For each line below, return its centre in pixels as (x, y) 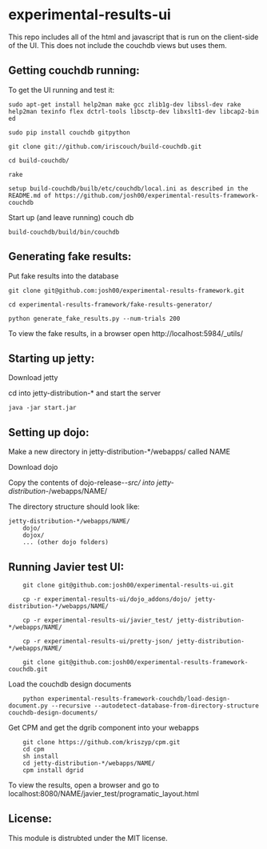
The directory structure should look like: (74, 507)
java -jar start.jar (43, 408)
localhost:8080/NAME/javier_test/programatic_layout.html (104, 793)
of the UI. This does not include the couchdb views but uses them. (118, 45)
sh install (41, 756)
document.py (28, 706)
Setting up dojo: (49, 433)
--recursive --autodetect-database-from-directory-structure (155, 706)
